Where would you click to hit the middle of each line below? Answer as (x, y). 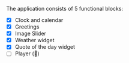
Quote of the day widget (45, 47)
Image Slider (31, 34)
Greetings (27, 27)
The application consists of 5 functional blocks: (65, 9)
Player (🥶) (27, 53)
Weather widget (35, 40)
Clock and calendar (39, 20)
